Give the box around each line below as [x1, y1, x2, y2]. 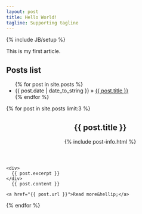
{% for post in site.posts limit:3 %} [6, 105, 91, 112]
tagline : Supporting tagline [6, 20, 79, 26]
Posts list [6, 65, 42, 75]
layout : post [6, 8, 39, 15]
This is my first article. [6, 48, 61, 55]
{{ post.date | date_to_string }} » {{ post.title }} [14, 87, 129, 94]
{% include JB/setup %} [6, 36, 66, 44]
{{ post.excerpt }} [11, 170, 60, 176]
